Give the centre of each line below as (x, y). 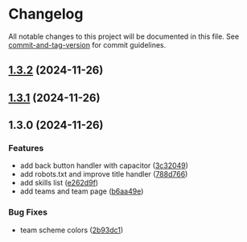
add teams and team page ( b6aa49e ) (82, 191)
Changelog (46, 14)
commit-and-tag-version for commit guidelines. (87, 44)
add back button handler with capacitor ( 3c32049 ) (104, 165)
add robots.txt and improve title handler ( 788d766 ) (104, 174)
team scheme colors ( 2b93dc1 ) (72, 230)
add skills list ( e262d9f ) (59, 183)
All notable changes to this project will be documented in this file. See (124, 36)
